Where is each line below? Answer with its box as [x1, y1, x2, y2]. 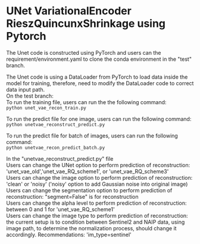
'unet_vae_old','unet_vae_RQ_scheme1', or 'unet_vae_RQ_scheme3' [6, 168, 169, 175]
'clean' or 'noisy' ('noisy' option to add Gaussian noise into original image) [6, 180, 188, 187]
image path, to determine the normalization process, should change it [6, 224, 177, 232]
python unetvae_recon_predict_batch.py [6, 145, 105, 151]
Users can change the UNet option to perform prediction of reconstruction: [6, 161, 190, 168]
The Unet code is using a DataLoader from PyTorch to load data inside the [6, 73, 188, 80]
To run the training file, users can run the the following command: [6, 98, 167, 105]
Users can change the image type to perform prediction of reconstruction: [6, 212, 189, 219]
